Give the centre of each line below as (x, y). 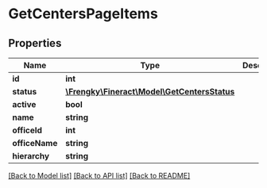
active (24, 104)
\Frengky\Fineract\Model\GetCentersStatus (150, 92)
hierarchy (31, 156)
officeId (27, 130)
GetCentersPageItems (83, 14)
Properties (35, 43)
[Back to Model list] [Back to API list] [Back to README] (99, 176)
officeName (35, 143)
